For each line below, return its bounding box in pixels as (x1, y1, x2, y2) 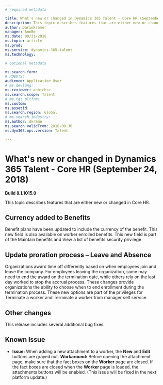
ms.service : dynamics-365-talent (5, 47, 73, 52)
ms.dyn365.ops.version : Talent (5, 128, 68, 133)
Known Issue (5, 335, 45, 344)
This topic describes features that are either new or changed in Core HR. (5, 200, 150, 205)
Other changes (5, 309, 51, 317)
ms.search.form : (5, 69, 38, 74)
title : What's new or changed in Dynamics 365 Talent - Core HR (5, 16, 138, 21)
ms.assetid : (5, 105, 29, 111)
